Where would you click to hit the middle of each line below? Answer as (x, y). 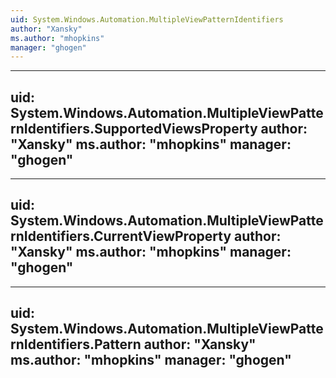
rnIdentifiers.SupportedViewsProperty (134, 128)
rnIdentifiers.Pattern (76, 344)
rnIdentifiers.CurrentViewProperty (121, 236)
